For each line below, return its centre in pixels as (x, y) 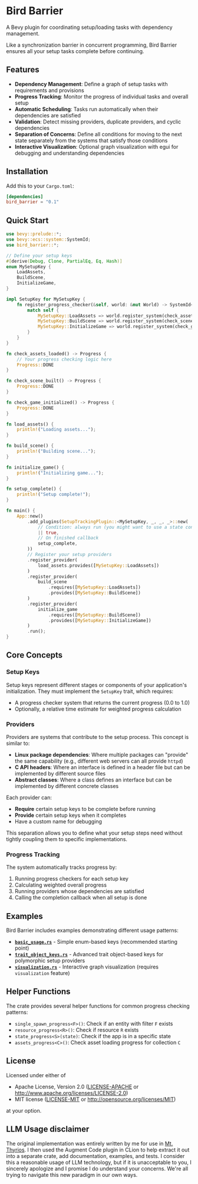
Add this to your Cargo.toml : (40, 186)
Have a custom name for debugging (58, 821)
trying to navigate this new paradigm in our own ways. (72, 1175)
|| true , (48, 532)
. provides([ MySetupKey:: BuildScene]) (95, 593)
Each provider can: (29, 797)
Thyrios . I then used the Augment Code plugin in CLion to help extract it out (98, 1150)
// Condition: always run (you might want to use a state (110, 527)
